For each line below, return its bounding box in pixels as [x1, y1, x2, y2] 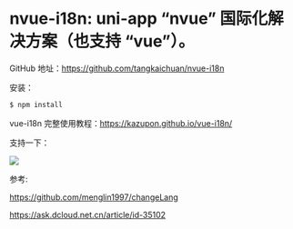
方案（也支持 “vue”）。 [25, 31, 195, 52]
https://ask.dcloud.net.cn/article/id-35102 [9, 209, 167, 220]
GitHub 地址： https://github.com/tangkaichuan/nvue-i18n [9, 63, 225, 74]
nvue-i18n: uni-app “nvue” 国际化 [9, 8, 268, 29]
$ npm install [9, 100, 64, 109]
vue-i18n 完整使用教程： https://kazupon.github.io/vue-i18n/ [9, 117, 233, 128]
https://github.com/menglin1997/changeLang [9, 192, 179, 203]
